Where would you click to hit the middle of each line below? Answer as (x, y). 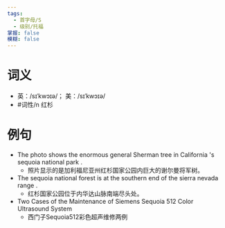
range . (27, 185)
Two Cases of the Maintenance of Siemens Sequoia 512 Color (105, 201)
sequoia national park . (50, 162)
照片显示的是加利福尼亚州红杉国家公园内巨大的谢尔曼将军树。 (116, 170)
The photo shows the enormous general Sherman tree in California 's (116, 155)
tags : (15, 13)
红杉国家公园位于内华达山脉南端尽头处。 (85, 193)
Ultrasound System (45, 209)
